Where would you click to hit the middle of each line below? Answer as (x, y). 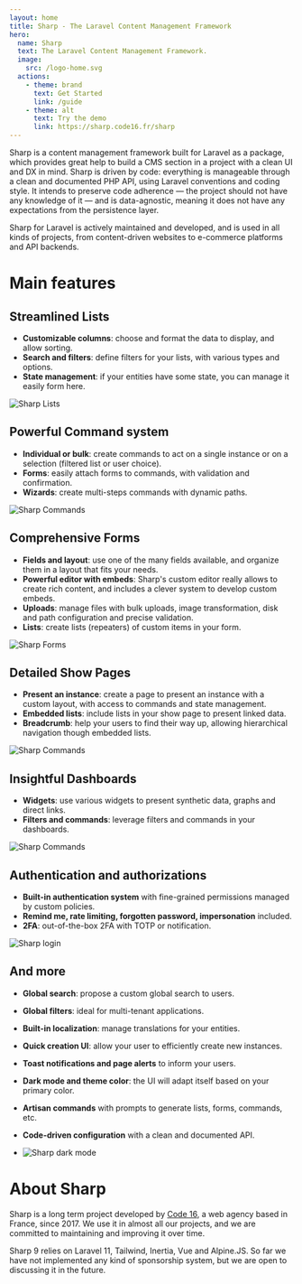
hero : (19, 34)
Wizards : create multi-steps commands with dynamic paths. (135, 492)
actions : (34, 77)
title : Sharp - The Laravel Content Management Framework (120, 26)
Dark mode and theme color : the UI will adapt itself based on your (146, 1081)
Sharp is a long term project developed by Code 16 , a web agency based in (149, 1214)
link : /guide (58, 102)
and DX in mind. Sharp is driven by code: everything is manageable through (150, 172)
